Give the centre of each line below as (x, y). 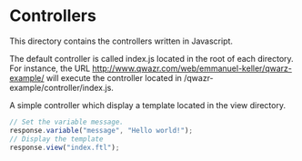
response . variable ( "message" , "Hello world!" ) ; (101, 130)
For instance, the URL (50, 68)
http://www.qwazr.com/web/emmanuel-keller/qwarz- (192, 68)
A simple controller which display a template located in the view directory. (148, 105)
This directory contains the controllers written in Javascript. (121, 41)
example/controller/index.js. (61, 87)
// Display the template (56, 139)
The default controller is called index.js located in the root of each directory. (151, 58)
